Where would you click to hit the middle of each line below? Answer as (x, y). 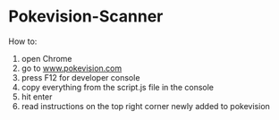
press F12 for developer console (80, 77)
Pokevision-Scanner (86, 17)
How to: (23, 41)
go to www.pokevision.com (72, 68)
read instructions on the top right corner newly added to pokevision (145, 106)
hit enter (37, 97)
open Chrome (46, 58)
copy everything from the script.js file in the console (118, 87)
